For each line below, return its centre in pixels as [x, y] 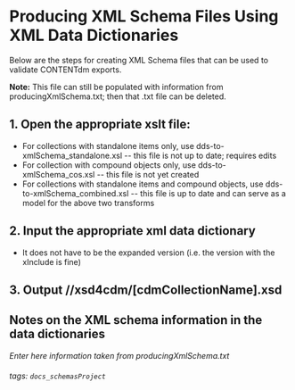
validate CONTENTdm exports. [66, 70]
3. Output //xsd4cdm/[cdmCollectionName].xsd [146, 290]
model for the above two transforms [88, 203]
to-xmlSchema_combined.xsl [75, 193]
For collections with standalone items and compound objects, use [143, 184]
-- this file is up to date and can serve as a [209, 193]
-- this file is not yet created [148, 174]
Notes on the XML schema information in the [136, 320]
